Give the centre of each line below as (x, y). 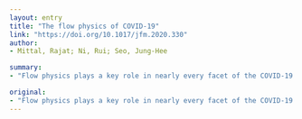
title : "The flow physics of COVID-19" (85, 26)
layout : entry (36, 18)
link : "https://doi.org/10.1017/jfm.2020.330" (99, 34)
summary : (26, 68)
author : (24, 43)
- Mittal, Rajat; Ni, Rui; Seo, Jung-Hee (89, 51)
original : (28, 92)
